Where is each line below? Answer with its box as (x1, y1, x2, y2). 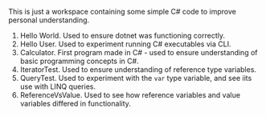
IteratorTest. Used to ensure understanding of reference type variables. (19, 65, 257, 74)
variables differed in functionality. (19, 99, 131, 108)
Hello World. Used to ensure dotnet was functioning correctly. (19, 31, 225, 40)
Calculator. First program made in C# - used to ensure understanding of (19, 48, 258, 57)
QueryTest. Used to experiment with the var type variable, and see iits (19, 74, 252, 82)
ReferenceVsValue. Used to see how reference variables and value (19, 90, 241, 99)
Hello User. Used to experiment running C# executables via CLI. (19, 39, 231, 49)
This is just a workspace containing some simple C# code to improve (8, 7, 237, 16)
